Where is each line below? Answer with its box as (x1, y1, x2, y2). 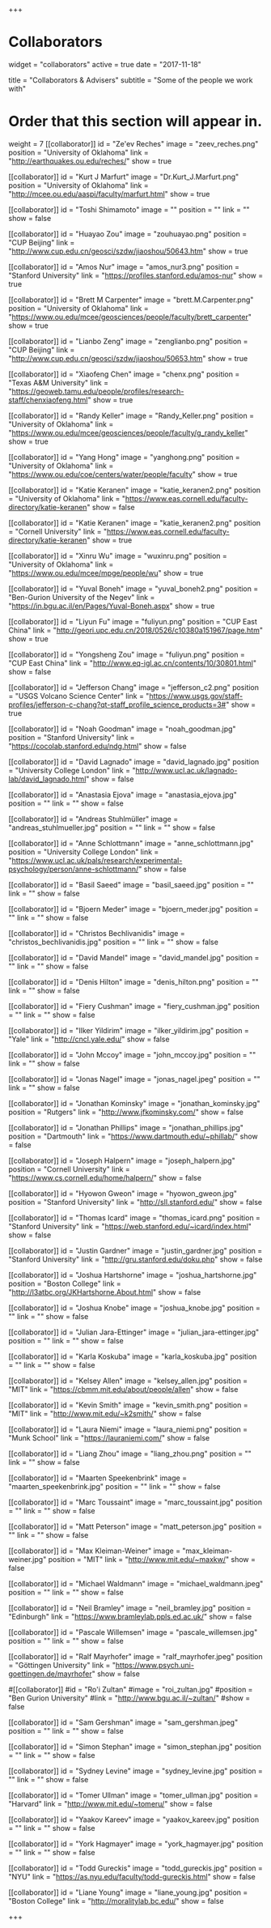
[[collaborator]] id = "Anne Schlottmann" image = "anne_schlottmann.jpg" (8, 838, 254, 848)
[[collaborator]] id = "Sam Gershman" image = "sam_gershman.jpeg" (8, 1717, 239, 1727)
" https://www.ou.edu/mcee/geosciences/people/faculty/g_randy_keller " (8, 428, 248, 437)
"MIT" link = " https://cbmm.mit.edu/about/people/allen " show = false (8, 1384, 239, 1394)
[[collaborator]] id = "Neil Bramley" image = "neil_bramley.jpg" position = (8, 1602, 252, 1612)
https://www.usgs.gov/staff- (149, 691, 243, 700)
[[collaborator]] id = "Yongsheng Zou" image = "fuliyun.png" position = (8, 649, 245, 659)
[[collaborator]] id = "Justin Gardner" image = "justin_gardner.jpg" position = (8, 1245, 263, 1255)
